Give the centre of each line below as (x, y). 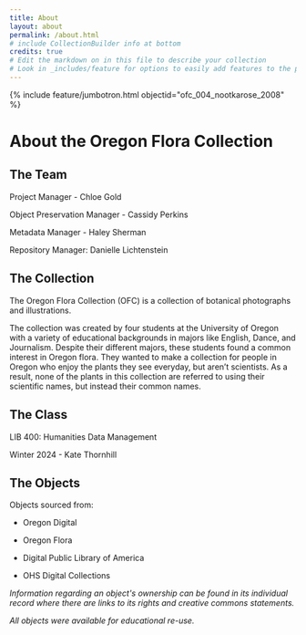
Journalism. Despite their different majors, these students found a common (150, 347)
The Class (39, 415)
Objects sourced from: (51, 505)
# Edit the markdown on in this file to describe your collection (138, 60)
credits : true (36, 52)
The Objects (45, 483)
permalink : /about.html (55, 35)
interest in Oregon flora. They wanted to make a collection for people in (143, 357)
